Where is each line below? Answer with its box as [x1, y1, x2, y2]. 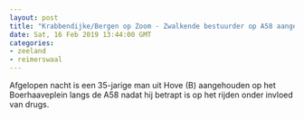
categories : [9, 38, 54, 48]
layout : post [9, 13, 59, 23]
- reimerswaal [9, 55, 63, 64]
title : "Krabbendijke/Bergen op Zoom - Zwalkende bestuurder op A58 [9, 22, 273, 31]
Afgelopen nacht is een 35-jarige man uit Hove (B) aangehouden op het [9, 80, 276, 90]
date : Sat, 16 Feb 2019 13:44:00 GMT [9, 30, 152, 39]
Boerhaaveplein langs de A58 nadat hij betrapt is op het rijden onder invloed [9, 89, 294, 100]
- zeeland [9, 47, 47, 56]
